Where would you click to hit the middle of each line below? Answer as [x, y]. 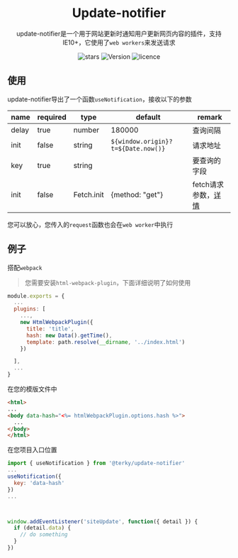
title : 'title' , [50, 329]
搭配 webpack [25, 267]
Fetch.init [89, 194]
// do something [44, 535]
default [148, 117]
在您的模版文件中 [32, 389]
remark [210, 117]
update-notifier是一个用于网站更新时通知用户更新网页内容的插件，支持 [119, 33]
